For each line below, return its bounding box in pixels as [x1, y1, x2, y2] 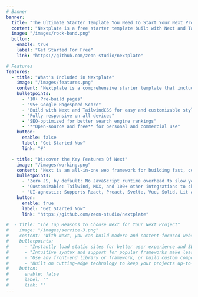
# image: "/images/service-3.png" [6, 227, 99, 233]
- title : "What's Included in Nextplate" [11, 74, 115, 80]
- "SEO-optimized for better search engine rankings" [21, 118, 157, 124]
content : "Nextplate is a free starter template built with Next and [11, 25, 186, 31]
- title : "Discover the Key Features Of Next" [11, 156, 128, 162]
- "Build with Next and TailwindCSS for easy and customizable [21, 107, 181, 113]
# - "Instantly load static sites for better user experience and [6, 243, 186, 250]
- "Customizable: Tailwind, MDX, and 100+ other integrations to [21, 184, 186, 190]
